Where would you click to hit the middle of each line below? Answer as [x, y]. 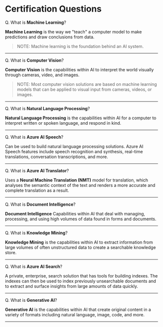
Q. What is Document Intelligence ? [41, 204]
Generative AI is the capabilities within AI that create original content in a [78, 310]
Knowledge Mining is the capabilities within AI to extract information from [79, 242]
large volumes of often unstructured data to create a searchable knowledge [81, 247]
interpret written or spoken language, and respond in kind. [63, 123]
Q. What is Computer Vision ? [34, 60]
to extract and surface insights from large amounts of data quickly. [72, 286]
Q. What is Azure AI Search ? [34, 266]
